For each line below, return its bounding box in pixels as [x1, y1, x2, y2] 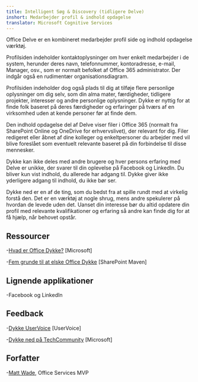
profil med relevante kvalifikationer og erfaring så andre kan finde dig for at [6, 208, 190, 215]
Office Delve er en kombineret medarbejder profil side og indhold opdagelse [6, 36, 193, 43]
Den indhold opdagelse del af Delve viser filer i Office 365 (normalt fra [6, 121, 178, 129]
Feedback [6, 309, 44, 319]
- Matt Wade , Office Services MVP [6, 369, 89, 376]
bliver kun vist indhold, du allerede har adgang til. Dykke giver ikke [6, 171, 169, 178]
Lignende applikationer [6, 275, 94, 286]
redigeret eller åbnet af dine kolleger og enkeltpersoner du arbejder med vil [6, 134, 190, 141]
